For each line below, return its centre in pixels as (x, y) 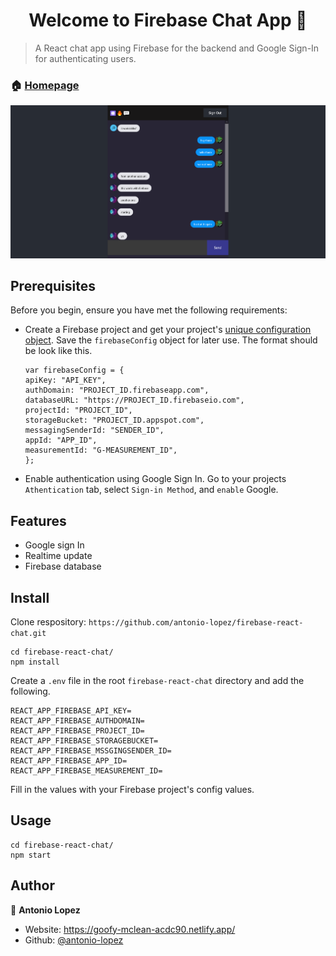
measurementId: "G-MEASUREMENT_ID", (101, 450)
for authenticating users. (85, 58)
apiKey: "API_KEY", (65, 380)
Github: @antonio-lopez (74, 940)
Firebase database (63, 566)
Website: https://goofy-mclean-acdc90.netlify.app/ (130, 929)
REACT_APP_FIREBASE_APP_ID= (69, 761)
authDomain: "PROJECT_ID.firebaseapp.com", (117, 390)
